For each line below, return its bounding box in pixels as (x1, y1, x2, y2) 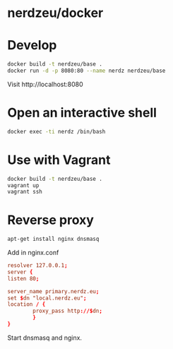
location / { (7, 301, 46, 308)
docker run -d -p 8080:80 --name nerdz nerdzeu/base (7, 67, 166, 74)
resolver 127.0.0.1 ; (7, 262, 68, 269)
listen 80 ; (7, 275, 40, 282)
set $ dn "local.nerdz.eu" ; (7, 295, 87, 302)
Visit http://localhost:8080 (7, 80, 83, 88)
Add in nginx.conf (7, 249, 59, 257)
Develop (7, 37, 57, 54)
